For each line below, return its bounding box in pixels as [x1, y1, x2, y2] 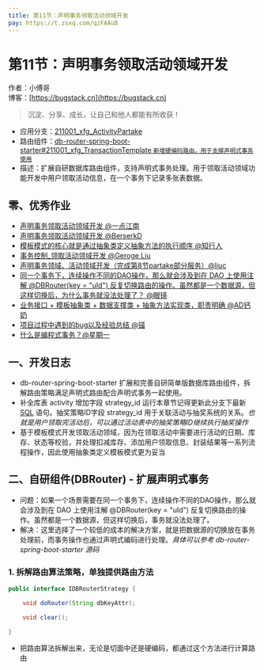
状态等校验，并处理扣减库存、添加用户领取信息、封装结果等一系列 [33, 437, 249, 447]
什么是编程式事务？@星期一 [19, 330, 111, 340]
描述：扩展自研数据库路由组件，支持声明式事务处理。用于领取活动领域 [19, 163, 249, 173]
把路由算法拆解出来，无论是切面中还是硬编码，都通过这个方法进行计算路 [19, 643, 255, 653]
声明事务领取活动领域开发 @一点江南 [19, 221, 140, 230]
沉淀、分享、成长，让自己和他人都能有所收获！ [27, 110, 180, 120]
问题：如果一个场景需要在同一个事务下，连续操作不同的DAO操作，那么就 [19, 495, 257, 504]
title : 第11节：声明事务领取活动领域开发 [8, 11, 129, 20]
